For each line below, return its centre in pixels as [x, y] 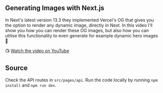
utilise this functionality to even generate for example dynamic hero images [81, 35]
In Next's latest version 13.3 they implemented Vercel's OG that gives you [80, 20]
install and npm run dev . [31, 85]
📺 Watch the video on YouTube [37, 51]
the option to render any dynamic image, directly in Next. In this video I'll [79, 25]
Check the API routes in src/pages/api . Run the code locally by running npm [81, 80]
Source [17, 68]
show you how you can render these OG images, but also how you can [77, 30]
